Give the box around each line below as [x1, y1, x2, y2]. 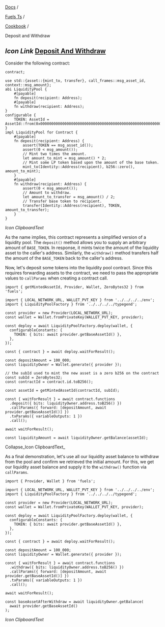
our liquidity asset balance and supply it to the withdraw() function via [5, 464, 147, 470]
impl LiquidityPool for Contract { [5, 130, 78, 135]
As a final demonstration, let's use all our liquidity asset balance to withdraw [5, 453, 159, 459]
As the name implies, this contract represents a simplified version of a [5, 234, 146, 240]
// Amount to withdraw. [23, 190, 71, 195]
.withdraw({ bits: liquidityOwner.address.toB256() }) [9, 564, 124, 570]
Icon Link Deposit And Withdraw [5, 47, 106, 56]
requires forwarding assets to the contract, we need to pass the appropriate [5, 270, 159, 276]
